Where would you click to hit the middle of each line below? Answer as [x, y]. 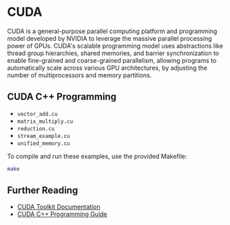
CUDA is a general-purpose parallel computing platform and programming [112, 31]
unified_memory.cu [43, 143]
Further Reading [43, 190]
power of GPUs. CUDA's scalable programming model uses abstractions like [115, 46]
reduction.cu [36, 128]
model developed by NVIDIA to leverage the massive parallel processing [109, 38]
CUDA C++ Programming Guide [62, 214]
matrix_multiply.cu [45, 121]
